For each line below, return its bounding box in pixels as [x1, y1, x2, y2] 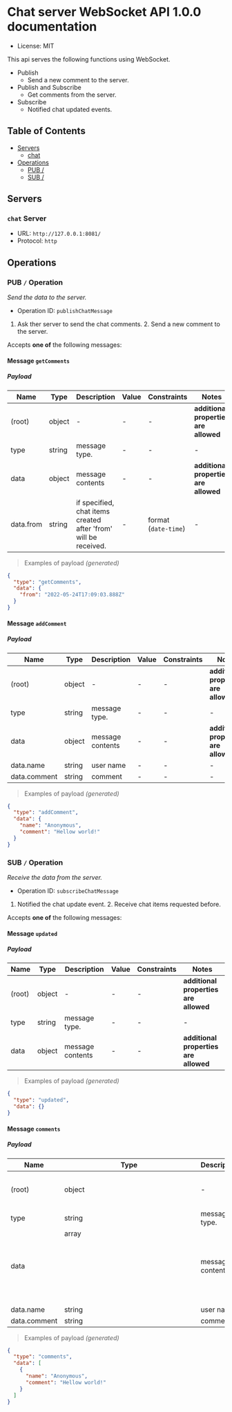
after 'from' [75, 523, 113, 533]
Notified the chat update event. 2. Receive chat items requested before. [17, 900, 221, 908]
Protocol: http [17, 236, 57, 245]
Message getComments [7, 357, 70, 365]
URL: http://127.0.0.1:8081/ [17, 229, 101, 238]
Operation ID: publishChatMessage [17, 307, 113, 315]
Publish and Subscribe [17, 83, 81, 91]
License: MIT [17, 41, 55, 50]
